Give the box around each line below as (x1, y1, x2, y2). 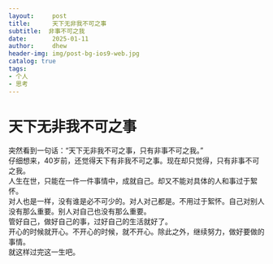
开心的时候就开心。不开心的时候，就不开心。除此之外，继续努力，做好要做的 (8, 227, 265, 236)
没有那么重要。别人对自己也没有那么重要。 (8, 206, 151, 216)
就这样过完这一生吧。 (8, 247, 80, 257)
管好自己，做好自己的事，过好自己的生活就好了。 (8, 217, 172, 227)
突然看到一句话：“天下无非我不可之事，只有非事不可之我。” (8, 145, 204, 155)
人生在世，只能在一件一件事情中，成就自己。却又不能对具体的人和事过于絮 (8, 176, 258, 186)
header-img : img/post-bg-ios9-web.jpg (8, 50, 140, 58)
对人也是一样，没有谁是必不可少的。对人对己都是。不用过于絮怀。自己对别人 (8, 197, 265, 206)
